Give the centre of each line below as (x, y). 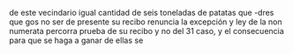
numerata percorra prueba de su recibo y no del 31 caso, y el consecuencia (146, 31)
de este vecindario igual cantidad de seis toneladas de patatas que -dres (142, 13)
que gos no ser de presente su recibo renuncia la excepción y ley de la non (146, 22)
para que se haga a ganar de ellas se (76, 40)
